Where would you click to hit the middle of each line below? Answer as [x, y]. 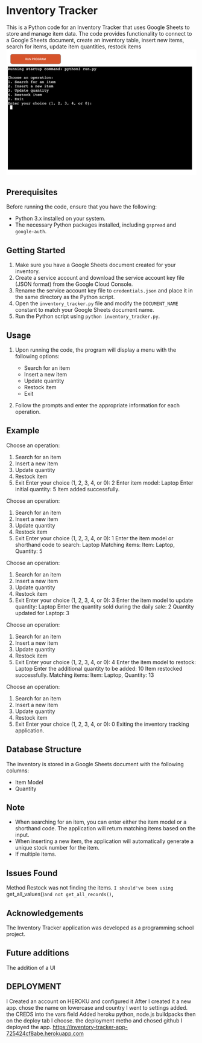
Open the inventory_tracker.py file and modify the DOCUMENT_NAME [96, 303]
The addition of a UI [31, 967]
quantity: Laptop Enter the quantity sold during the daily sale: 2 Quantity [104, 606]
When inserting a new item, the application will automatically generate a [104, 841]
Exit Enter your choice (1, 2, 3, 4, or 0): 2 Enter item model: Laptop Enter [104, 483]
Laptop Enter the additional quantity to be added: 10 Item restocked [99, 668]
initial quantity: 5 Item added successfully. [67, 489]
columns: [18, 770]
